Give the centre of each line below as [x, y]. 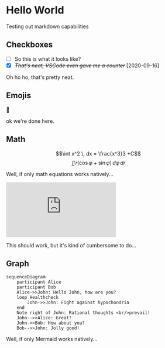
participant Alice [39, 282]
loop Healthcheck [38, 298]
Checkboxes [30, 45]
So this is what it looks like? [48, 58]
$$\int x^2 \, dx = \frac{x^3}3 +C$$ [98, 153]
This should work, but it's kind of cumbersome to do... [71, 245]
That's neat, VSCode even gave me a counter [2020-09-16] [87, 66]
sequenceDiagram [26, 277]
